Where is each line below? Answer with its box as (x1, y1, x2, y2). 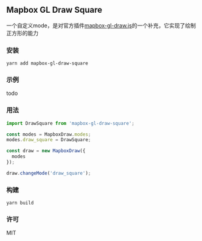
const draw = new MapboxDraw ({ (6, 148, 86, 154)
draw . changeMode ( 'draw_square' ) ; (6, 170, 91, 176)
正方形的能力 (6, 29, 38, 37)
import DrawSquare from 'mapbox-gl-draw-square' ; (6, 120, 135, 127)
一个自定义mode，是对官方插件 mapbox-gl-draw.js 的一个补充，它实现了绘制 (6, 21, 196, 29)
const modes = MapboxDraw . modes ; (6, 131, 91, 138)
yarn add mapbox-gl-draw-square (6, 60, 88, 66)
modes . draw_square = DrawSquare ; (6, 137, 91, 143)
